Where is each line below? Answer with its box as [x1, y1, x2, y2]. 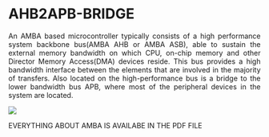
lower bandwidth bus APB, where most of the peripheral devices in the [8, 81, 261, 92]
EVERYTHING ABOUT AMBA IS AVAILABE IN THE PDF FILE [8, 120, 203, 130]
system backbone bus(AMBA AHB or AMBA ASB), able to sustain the [8, 39, 261, 49]
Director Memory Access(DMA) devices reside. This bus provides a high [8, 57, 261, 66]
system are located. [8, 90, 74, 100]
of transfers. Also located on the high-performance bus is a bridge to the [8, 73, 261, 83]
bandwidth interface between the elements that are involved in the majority [8, 65, 261, 74]
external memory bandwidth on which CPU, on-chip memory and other [8, 48, 261, 57]
